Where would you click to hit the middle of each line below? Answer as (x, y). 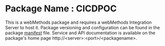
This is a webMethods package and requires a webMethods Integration (78, 22)
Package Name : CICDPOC (61, 9)
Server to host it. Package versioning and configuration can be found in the (82, 27)
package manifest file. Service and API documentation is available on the (80, 33)
